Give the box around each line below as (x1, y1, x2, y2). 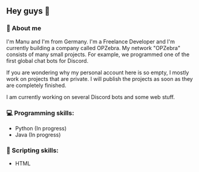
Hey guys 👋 (6, 6, 50, 16)
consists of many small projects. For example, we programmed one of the (6, 51, 190, 58)
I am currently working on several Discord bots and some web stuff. (6, 93, 175, 100)
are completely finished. (6, 81, 67, 89)
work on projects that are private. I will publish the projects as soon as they (6, 75, 194, 82)
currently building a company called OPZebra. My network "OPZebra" (6, 44, 180, 51)
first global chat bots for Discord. (6, 57, 89, 64)
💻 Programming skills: (6, 109, 74, 117)
